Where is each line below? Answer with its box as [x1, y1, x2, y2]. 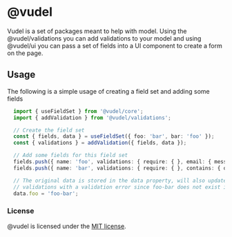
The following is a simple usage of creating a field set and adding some [7, 87, 211, 95]
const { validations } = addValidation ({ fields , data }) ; [13, 139, 187, 147]
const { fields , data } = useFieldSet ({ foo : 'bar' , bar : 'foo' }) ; [13, 133, 215, 140]
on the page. [7, 49, 43, 57]
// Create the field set [13, 127, 85, 134]
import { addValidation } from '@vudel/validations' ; [13, 114, 171, 121]
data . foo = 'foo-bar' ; [13, 190, 79, 197]
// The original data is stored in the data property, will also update [13, 177, 227, 184]
